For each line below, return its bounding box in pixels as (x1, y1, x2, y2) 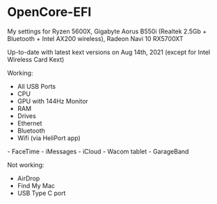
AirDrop (17, 174, 40, 182)
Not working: (7, 160, 45, 169)
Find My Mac (17, 181, 56, 189)
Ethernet (17, 119, 42, 127)
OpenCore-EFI (7, 4, 92, 20)
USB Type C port (17, 189, 66, 197)
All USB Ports (17, 82, 56, 90)
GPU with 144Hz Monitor (17, 96, 88, 105)
